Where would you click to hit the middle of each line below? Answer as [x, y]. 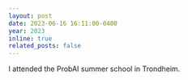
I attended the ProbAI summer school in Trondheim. [94, 69]
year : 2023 [27, 31]
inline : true [30, 38]
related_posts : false [45, 46]
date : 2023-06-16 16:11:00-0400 [63, 23]
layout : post [30, 16]
